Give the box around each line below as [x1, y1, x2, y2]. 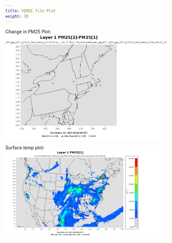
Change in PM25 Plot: [5, 28, 51, 34]
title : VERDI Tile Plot [5, 8, 56, 13]
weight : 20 [5, 13, 29, 19]
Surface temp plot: [5, 145, 45, 151]
